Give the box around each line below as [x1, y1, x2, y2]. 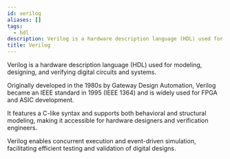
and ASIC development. [7, 96, 74, 103]
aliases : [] [7, 16, 41, 23]
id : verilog [7, 10, 41, 17]
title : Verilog [7, 42, 51, 49]
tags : [7, 23, 23, 29]
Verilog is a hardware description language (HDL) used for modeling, [7, 61, 202, 69]
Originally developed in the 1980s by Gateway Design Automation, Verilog [7, 82, 216, 89]
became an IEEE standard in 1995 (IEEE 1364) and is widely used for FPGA [7, 88, 218, 97]
